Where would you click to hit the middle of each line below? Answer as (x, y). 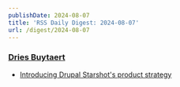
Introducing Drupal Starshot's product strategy (96, 74)
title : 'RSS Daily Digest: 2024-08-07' (74, 23)
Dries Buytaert (37, 57)
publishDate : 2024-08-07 (49, 15)
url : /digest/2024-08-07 (49, 30)
